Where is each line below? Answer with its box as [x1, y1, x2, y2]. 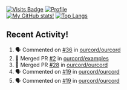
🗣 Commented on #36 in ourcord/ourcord [15, 46, 121, 53]
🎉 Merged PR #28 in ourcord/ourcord [15, 61, 108, 68]
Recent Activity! [6, 30, 68, 40]
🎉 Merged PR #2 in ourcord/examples [15, 54, 109, 62]
